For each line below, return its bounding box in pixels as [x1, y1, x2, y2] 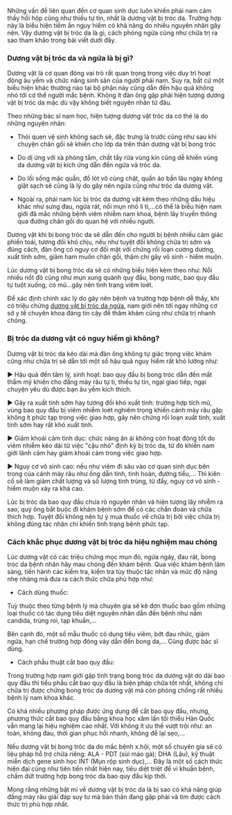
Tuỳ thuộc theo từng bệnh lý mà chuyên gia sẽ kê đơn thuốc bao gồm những [7, 602, 226, 610]
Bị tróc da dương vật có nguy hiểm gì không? [7, 333, 160, 343]
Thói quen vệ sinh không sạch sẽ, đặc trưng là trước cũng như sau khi [17, 132, 217, 141]
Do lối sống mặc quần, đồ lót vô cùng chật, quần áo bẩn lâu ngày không [17, 174, 223, 183]
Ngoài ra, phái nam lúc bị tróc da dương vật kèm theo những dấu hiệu [17, 195, 215, 204]
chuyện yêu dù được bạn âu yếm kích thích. [7, 385, 132, 393]
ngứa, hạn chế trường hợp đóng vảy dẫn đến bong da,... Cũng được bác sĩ [7, 637, 218, 645]
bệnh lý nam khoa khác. [7, 693, 75, 701]
